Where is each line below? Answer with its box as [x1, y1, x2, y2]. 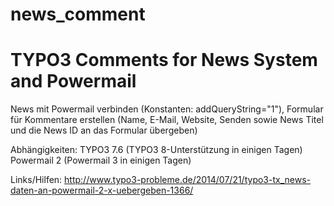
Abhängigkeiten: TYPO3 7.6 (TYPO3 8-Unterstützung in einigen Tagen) [10, 144, 303, 156]
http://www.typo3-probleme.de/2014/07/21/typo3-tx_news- [64, 174, 311, 186]
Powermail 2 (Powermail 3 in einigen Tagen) [10, 154, 192, 167]
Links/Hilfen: [10, 174, 63, 186]
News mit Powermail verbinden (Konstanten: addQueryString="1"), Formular [10, 103, 324, 115]
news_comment [10, 3, 146, 26]
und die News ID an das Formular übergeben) [10, 124, 198, 137]
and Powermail [10, 70, 137, 93]
